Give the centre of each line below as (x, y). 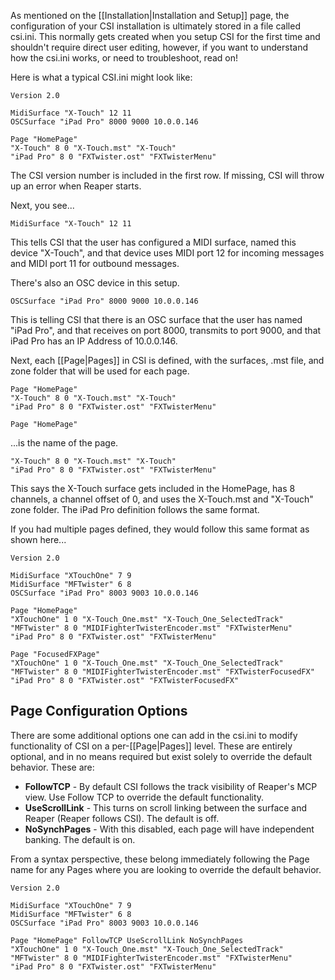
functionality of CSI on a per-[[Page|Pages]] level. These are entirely (151, 746)
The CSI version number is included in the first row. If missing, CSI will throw (167, 175)
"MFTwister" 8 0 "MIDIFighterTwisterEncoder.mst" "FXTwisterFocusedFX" (162, 672)
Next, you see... (42, 205)
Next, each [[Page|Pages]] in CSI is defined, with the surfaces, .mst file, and (167, 360)
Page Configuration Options (99, 711)
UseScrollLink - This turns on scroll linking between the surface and (166, 807)
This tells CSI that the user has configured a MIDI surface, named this (153, 242)
